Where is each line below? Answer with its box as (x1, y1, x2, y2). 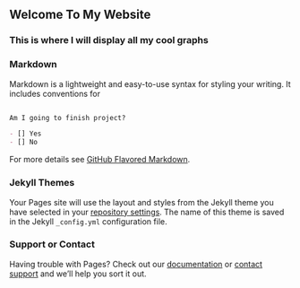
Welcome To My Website (9, 7, 151, 22)
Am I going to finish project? (9, 113, 126, 122)
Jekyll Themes (9, 177, 75, 189)
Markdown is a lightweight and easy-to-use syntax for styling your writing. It (9, 78, 291, 89)
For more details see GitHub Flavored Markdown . (9, 154, 191, 165)
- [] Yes (9, 129, 42, 138)
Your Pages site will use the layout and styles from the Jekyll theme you (9, 196, 275, 207)
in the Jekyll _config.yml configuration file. (9, 215, 167, 227)
